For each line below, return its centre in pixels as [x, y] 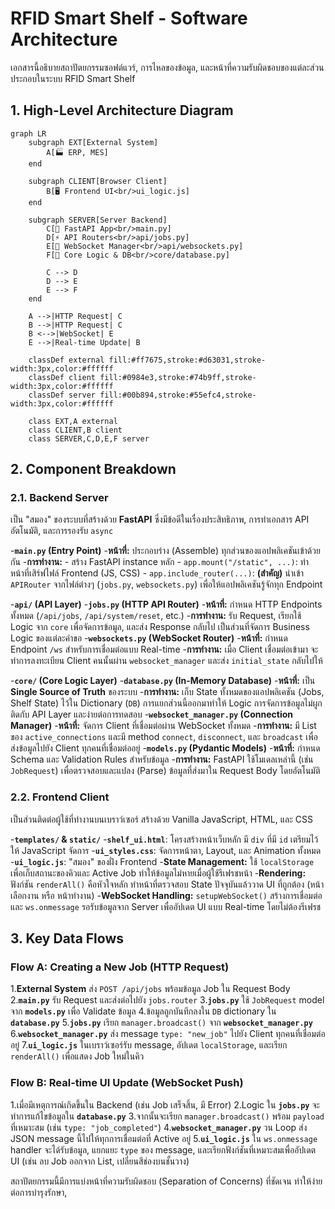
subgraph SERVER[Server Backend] [98, 220]
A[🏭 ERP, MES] [77, 152]
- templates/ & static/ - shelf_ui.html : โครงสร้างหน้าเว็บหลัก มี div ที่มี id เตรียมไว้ [164, 839]
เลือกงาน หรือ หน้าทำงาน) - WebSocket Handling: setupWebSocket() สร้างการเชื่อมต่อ [166, 895]
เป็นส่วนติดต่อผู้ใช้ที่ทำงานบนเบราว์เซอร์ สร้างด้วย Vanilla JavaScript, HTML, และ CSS [161, 819]
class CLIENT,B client [75, 430]
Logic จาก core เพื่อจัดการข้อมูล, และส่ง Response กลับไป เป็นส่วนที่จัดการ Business [160, 627]
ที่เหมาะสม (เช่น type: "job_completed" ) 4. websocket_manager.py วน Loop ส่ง [159, 1127]
